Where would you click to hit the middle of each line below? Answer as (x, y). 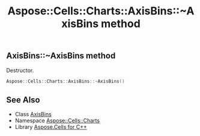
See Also (23, 100)
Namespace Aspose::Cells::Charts (57, 120)
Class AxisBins (33, 114)
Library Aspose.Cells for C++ (51, 127)
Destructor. (20, 70)
